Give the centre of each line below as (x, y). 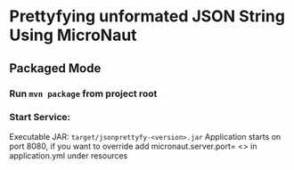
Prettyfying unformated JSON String (147, 16)
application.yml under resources (69, 155)
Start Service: (40, 117)
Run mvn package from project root (83, 93)
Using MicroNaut (73, 35)
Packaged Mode (55, 68)
